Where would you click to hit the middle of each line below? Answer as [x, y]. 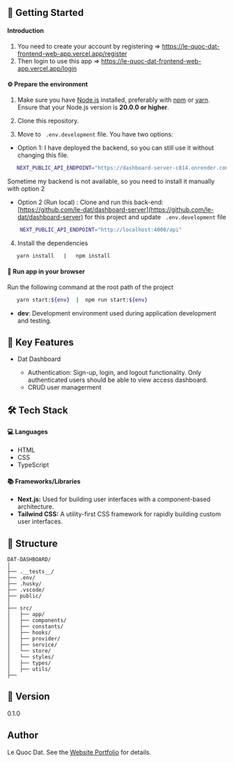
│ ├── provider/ [34, 638]
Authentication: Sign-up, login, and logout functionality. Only [115, 373]
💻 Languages [28, 432]
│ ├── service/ [32, 645]
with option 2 [26, 188]
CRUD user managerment [65, 387]
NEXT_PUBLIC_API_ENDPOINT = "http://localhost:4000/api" [101, 230]
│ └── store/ [29, 651]
